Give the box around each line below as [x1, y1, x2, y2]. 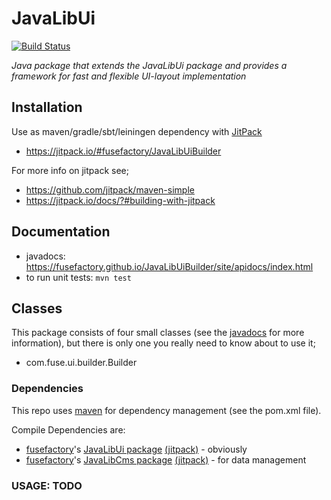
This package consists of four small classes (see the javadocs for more [11, 327, 305, 339]
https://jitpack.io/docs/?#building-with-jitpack [25, 194, 216, 206]
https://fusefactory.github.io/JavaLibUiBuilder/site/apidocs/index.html [25, 260, 314, 272]
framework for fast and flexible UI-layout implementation [11, 70, 247, 82]
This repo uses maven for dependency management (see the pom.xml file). [11, 404, 322, 416]
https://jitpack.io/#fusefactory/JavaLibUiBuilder [25, 145, 222, 157]
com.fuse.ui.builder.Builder [25, 357, 138, 369]
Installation [11, 99, 83, 116]
